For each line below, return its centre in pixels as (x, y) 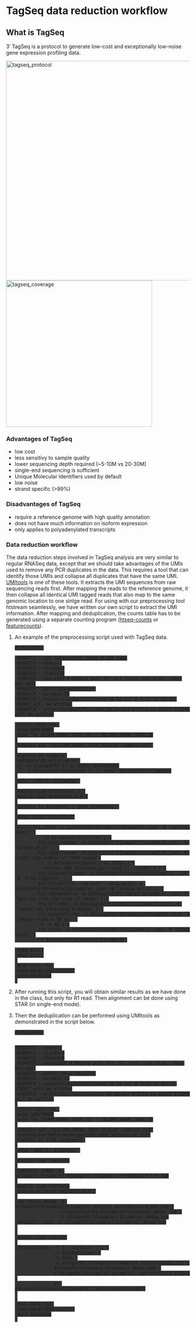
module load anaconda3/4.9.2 (53, 796)
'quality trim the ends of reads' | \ (62, 899)
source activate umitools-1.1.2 (57, 1191)
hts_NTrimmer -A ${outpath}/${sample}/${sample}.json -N (109, 904)
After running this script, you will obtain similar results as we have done (100, 991)
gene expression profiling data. (43, 53)
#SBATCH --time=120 (41, 673)
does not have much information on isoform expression (81, 523)
